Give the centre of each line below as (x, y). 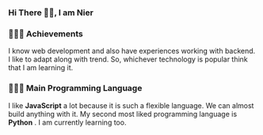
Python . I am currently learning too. (67, 122)
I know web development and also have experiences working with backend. (132, 51)
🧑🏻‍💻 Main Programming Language (75, 88)
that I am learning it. (41, 68)
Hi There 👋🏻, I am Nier (51, 13)
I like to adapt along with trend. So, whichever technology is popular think (128, 59)
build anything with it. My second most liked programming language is (123, 114)
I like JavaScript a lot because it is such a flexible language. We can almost (131, 105)
